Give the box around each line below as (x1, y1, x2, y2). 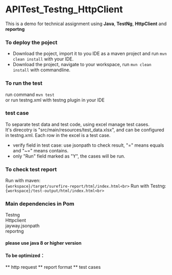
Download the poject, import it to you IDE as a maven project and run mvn (12, 50, 167, 57)
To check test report (5, 166, 58, 173)
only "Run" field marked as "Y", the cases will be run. (12, 153, 126, 159)
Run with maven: (5, 178, 41, 184)
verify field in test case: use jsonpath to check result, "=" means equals (12, 142, 164, 148)
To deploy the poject (5, 38, 58, 46)
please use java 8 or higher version (5, 240, 82, 246)
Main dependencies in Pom (5, 200, 74, 207)
